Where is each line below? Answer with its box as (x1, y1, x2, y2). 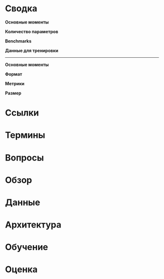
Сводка (5, 3, 38, 14)
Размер (5, 90, 21, 96)
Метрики (5, 80, 25, 86)
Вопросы (5, 152, 44, 163)
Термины (5, 130, 45, 141)
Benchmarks (5, 38, 32, 44)
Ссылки (5, 107, 39, 118)
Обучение (5, 242, 48, 253)
